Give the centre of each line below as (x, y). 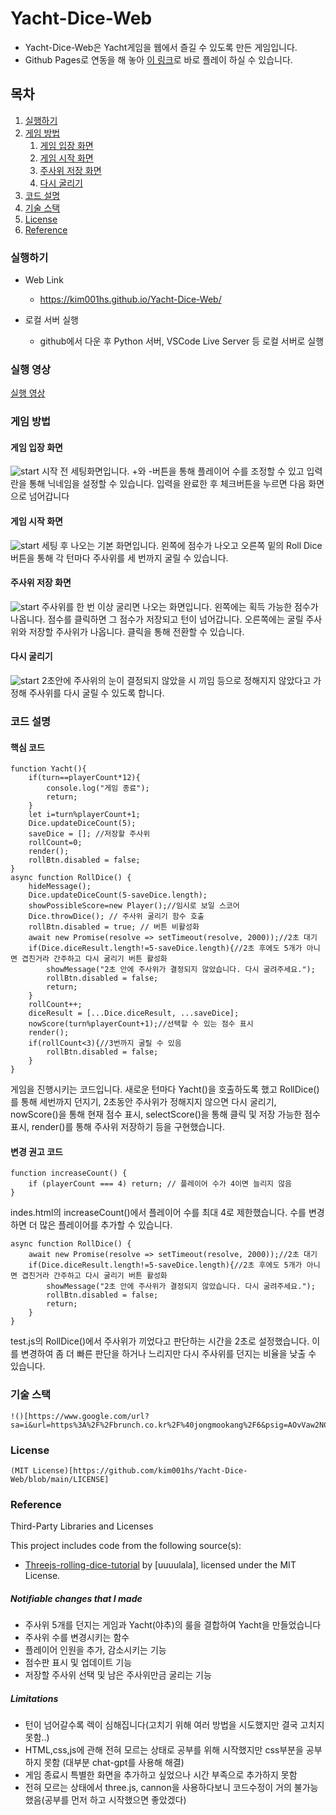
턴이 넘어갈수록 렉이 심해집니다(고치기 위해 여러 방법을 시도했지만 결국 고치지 (174, 1725)
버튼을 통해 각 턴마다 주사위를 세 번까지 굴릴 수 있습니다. (119, 558)
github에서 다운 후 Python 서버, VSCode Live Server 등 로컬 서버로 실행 (182, 341)
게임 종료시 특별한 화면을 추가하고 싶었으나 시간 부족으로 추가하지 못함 (161, 1775)
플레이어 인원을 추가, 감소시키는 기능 (95, 1650)
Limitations (34, 1698)
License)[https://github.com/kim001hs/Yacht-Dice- (140, 1471)
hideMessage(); (60, 887)
